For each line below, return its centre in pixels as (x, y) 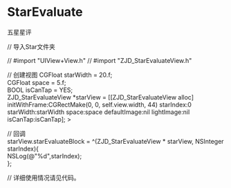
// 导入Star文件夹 (31, 46)
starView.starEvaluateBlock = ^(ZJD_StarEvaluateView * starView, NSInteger (115, 141)
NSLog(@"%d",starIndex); (45, 156)
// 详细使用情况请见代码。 (44, 178)
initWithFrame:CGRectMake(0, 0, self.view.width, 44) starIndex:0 (100, 104)
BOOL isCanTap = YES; (40, 90)
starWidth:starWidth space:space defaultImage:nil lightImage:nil (99, 112)
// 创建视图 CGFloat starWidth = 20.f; (60, 75)
